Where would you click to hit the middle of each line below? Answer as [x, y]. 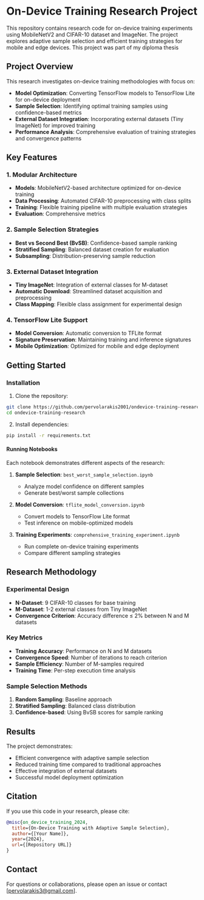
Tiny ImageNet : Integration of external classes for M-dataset [91, 285]
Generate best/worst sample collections [74, 493]
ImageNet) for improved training [55, 125]
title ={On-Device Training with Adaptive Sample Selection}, [91, 828]
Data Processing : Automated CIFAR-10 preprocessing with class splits [103, 201]
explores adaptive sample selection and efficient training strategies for [94, 41]
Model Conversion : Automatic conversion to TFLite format [88, 333]
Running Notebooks [32, 449]
